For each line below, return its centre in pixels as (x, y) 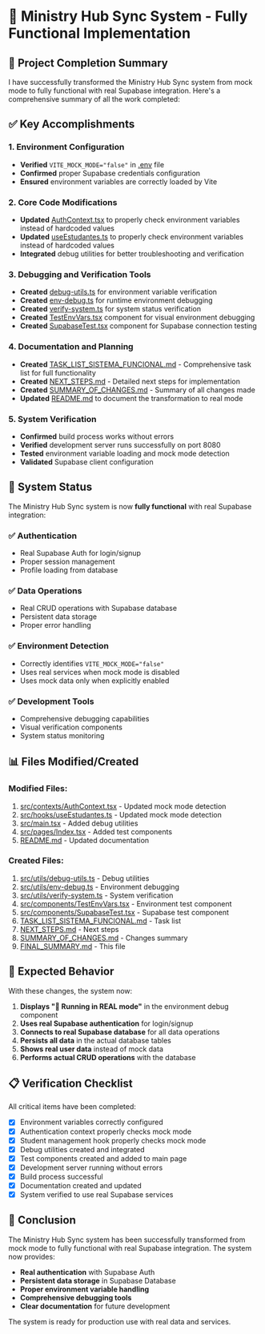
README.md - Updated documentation (84, 840)
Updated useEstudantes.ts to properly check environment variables (132, 236)
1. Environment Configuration (66, 147)
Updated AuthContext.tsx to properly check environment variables (130, 219)
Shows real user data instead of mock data (92, 1049)
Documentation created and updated (80, 1185)
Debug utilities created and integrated (82, 1149)
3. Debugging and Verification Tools (80, 274)
